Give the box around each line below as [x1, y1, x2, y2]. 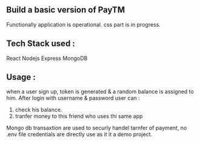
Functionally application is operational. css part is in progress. [6, 21, 161, 28]
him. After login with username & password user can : [6, 94, 141, 102]
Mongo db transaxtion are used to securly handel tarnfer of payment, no [6, 124, 187, 132]
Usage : [6, 72, 36, 82]
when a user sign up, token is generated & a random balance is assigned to [6, 88, 194, 96]
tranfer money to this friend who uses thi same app [15, 113, 143, 120]
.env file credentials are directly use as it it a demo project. [6, 131, 153, 138]
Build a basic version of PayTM [6, 5, 125, 15]
